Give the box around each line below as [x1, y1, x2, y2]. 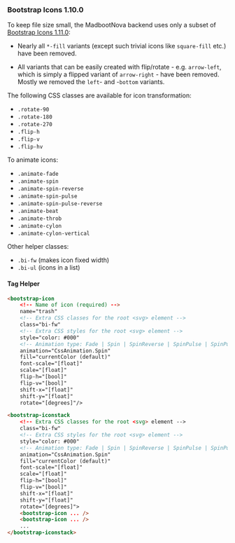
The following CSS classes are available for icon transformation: [7, 91, 192, 99]
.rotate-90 [17, 106, 50, 114]
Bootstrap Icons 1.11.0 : [7, 28, 71, 36]
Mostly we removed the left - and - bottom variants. [17, 78, 165, 86]
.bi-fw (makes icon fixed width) [17, 256, 110, 264]
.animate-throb [17, 215, 62, 222]
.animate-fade [17, 170, 59, 178]
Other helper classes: [7, 242, 69, 251]
